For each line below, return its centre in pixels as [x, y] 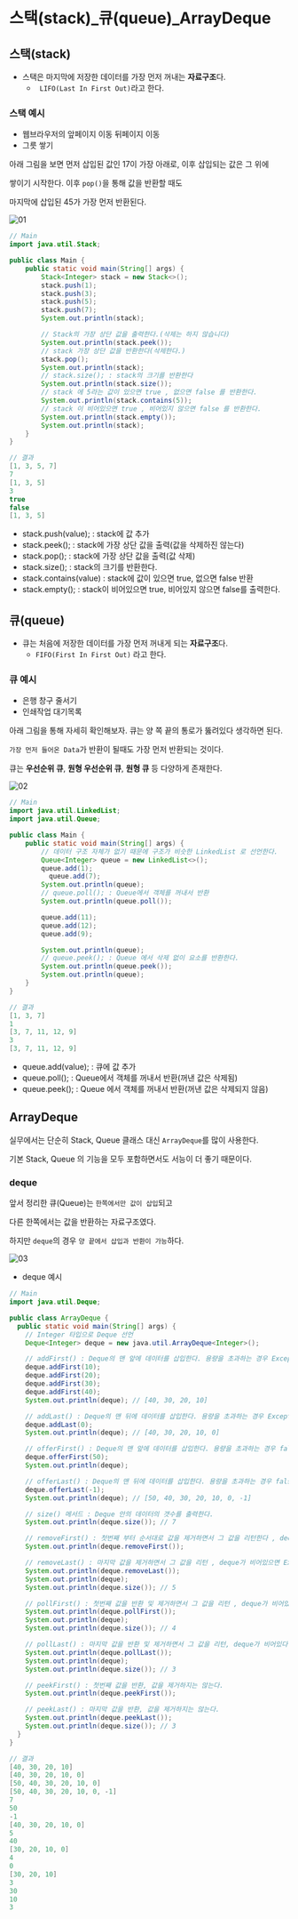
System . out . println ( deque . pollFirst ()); [101, 1612]
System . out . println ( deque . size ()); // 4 [101, 1628]
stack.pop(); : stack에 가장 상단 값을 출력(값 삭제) [109, 556]
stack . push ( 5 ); [69, 302]
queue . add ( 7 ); [74, 877]
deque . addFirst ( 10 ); [63, 1367]
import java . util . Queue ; [55, 819]
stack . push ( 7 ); [69, 310]
